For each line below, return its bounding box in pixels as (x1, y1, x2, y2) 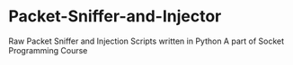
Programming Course (8, 45, 88, 55)
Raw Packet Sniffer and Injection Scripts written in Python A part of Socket (8, 36, 285, 46)
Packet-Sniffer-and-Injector (8, 6, 222, 27)
